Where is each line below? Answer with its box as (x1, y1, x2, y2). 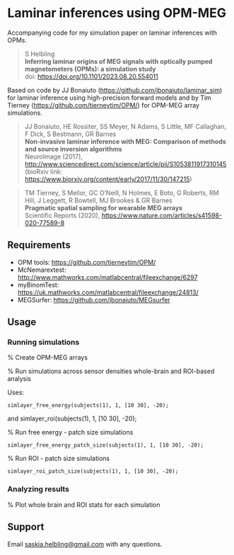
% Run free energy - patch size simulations (7, 428, 134, 437)
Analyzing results (7, 484, 69, 494)
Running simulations (7, 338, 80, 348)
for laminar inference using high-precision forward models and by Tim (7, 93, 212, 102)
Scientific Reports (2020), (24, 211, 100, 219)
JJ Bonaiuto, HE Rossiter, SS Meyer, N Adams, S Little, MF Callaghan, (24, 122, 227, 130)
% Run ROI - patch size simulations (7, 454, 110, 463)
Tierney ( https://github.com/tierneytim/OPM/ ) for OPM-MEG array (7, 101, 200, 109)
